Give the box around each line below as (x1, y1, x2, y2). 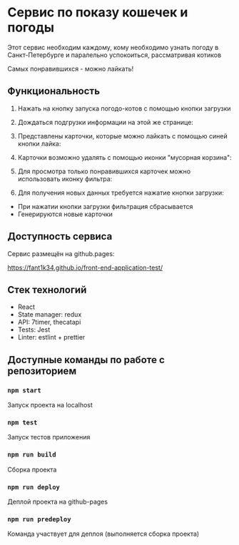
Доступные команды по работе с (7, 354, 166, 366)
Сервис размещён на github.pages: (7, 249, 115, 258)
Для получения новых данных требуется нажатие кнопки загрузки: (17, 188, 225, 197)
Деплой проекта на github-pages (7, 497, 108, 506)
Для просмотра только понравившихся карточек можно (17, 167, 191, 175)
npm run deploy (7, 483, 61, 491)
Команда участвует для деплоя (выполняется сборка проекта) (7, 529, 200, 539)
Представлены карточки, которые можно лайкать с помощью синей (17, 131, 228, 140)
